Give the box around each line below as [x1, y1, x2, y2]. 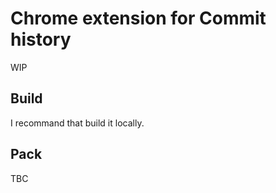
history [10, 28, 72, 51]
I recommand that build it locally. [10, 117, 145, 129]
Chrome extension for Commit [10, 7, 267, 30]
